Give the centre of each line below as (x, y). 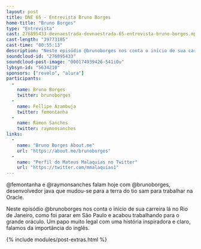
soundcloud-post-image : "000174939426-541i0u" (65, 62)
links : (14, 134)
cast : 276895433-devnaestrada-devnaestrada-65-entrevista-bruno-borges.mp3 (103, 34)
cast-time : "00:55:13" (34, 45)
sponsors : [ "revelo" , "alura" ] (45, 73)
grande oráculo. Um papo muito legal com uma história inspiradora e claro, (98, 221)
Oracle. (15, 198)
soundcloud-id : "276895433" (41, 56)
